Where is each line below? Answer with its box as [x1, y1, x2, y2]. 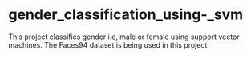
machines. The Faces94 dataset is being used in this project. [8, 40, 210, 49]
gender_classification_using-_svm [8, 6, 244, 24]
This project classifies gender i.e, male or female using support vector [8, 32, 240, 41]
